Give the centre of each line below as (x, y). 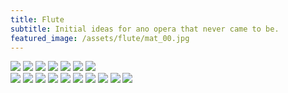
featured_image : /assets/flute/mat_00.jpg (100, 38)
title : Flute (37, 19)
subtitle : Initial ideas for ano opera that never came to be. (145, 29)
